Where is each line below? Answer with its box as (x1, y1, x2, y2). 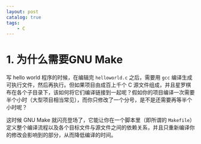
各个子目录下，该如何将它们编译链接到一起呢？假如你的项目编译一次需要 (16, 89, 195, 96)
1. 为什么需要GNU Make (6, 53, 123, 66)
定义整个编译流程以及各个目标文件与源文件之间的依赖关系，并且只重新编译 (6, 124, 190, 131)
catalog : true (6, 14, 42, 20)
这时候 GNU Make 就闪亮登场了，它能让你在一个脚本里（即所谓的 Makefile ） (6, 117, 193, 124)
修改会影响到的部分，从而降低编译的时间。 (11, 131, 117, 139)
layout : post (6, 8, 39, 15)
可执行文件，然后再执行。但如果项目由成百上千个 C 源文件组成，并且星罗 (6, 81, 187, 88)
